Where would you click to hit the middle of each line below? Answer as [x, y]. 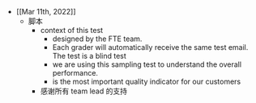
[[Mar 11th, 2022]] [46, 12]
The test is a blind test [90, 56]
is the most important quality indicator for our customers [147, 81]
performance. [75, 73]
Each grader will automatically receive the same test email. [150, 47]
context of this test [72, 30]
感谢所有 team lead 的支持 [84, 91]
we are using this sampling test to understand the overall [147, 64]
